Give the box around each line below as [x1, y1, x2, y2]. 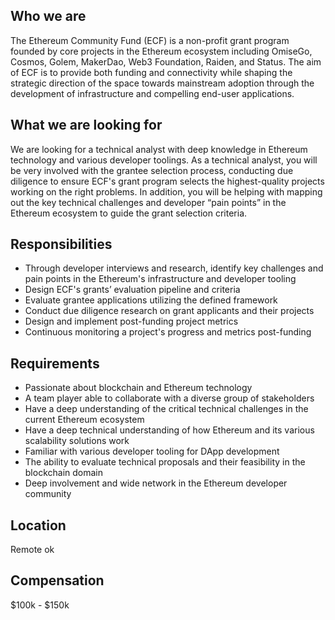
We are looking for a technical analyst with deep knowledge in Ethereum [10, 143, 308, 155]
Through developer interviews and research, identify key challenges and [24, 262, 324, 274]
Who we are [10, 8, 87, 25]
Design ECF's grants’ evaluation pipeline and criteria [24, 284, 241, 296]
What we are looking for [10, 117, 163, 134]
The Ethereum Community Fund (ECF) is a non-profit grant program [10, 34, 290, 46]
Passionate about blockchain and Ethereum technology [24, 382, 253, 394]
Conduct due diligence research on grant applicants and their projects [24, 305, 315, 317]
